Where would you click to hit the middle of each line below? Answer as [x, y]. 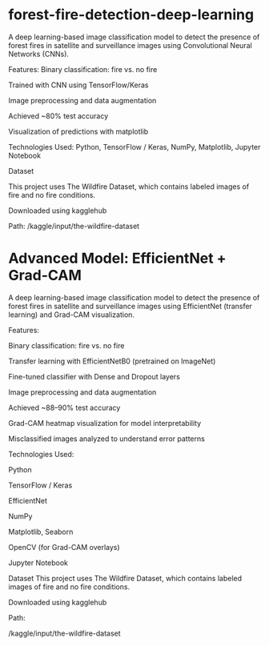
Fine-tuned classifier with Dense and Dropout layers [94, 376]
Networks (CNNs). [39, 54]
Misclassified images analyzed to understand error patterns [107, 439]
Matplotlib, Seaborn [41, 532]
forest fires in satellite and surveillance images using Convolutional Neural [130, 45]
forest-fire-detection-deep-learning [131, 15]
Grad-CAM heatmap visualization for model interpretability [105, 423]
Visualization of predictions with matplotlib [78, 131]
